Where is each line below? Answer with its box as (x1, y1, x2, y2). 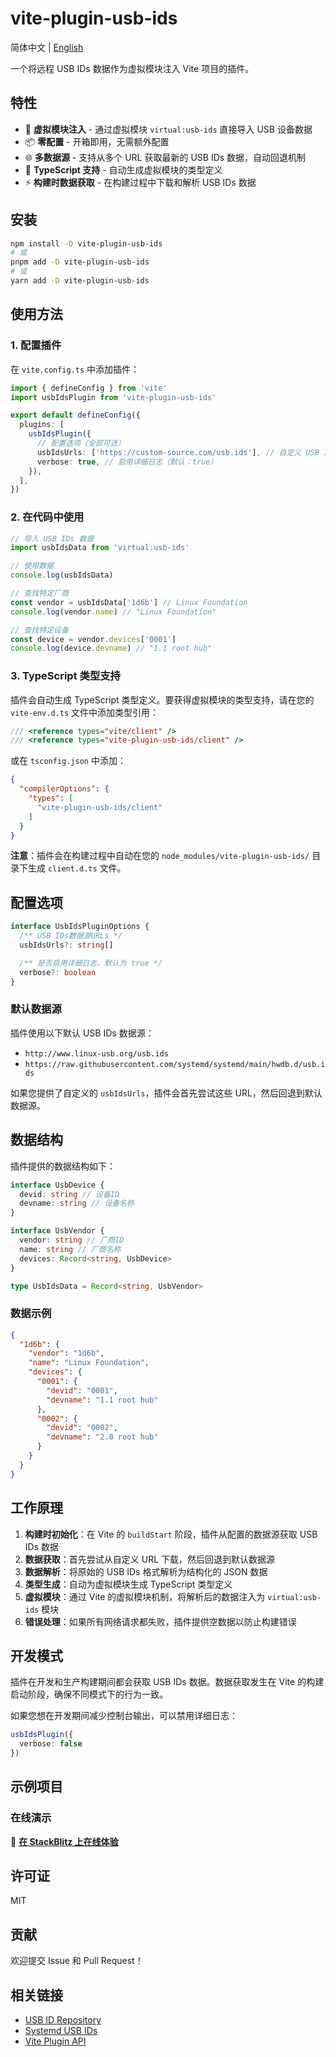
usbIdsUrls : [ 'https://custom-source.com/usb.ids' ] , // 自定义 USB (36, 447, 320, 457)
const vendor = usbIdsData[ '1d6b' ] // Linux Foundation (10, 597, 248, 607)
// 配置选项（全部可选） (36, 438, 126, 448)
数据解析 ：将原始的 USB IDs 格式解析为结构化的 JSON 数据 (24, 1565, 268, 1577)
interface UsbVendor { (10, 1226, 105, 1236)
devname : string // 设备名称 (19, 1198, 135, 1209)
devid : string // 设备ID (19, 1189, 120, 1199)
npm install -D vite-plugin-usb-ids (10, 238, 163, 249)
